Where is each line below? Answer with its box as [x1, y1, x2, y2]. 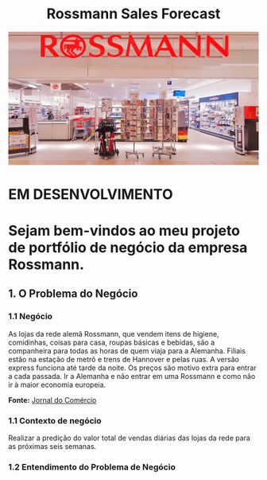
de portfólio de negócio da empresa [8, 239, 248, 257]
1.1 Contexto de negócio [8, 415, 102, 426]
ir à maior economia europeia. [8, 380, 106, 389]
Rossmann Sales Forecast [46, 5, 221, 23]
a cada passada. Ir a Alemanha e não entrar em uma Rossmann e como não [8, 371, 256, 380]
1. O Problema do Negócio [8, 287, 138, 301]
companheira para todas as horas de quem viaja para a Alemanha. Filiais [8, 345, 246, 355]
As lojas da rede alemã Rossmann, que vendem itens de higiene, [8, 329, 220, 338]
